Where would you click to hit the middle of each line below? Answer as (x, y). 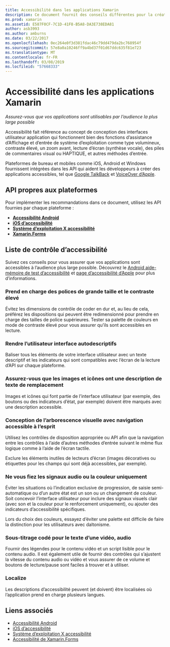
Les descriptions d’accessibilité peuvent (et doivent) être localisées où (79, 589)
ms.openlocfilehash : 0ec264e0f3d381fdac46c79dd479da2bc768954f (73, 43)
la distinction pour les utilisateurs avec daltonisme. (58, 525)
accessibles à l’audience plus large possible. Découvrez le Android (75, 267)
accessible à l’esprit (30, 426)
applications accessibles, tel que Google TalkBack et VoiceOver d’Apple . (80, 174)
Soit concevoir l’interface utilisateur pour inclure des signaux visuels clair (81, 499)
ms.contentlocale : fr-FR (31, 57)
